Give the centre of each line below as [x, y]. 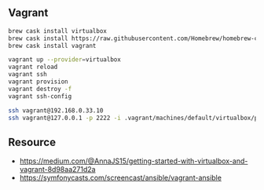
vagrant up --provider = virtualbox [65, 60]
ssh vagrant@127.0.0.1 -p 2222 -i [65, 118]
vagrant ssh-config [40, 96]
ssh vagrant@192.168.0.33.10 [56, 110]
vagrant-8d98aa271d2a [57, 170]
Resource [32, 142]
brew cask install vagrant [52, 46]
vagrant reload [33, 67]
